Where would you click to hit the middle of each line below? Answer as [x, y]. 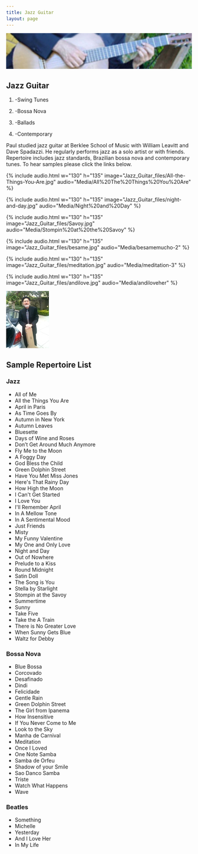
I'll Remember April [38, 507]
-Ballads [25, 123]
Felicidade [27, 692]
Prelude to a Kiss [35, 563]
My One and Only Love [42, 545]
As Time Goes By [36, 413]
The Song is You [34, 582]
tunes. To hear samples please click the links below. [69, 164]
